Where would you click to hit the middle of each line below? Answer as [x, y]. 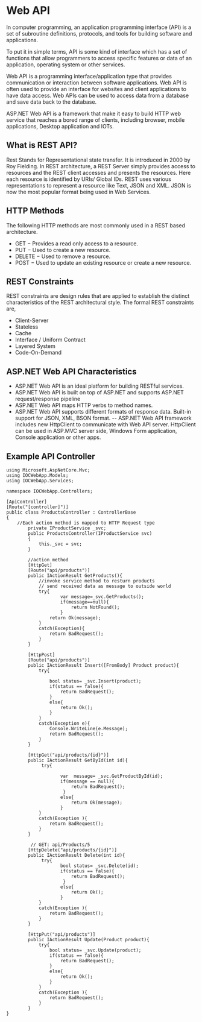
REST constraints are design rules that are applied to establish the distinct [98, 296]
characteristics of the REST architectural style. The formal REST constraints [100, 303]
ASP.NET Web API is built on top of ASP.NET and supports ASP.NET [99, 393]
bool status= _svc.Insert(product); [95, 681]
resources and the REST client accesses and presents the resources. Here [99, 172]
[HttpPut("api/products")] [62, 935]
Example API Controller [51, 456]
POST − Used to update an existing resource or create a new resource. [103, 262]
